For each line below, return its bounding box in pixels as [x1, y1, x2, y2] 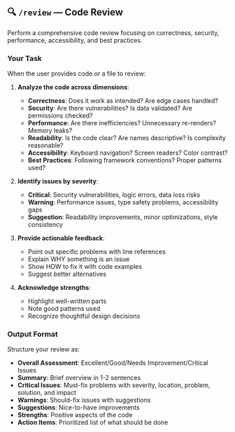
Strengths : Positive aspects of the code [17, 411, 133, 419]
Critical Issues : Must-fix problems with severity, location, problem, [17, 381, 211, 389]
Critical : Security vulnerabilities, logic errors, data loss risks [27, 190, 201, 199]
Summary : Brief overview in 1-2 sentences [17, 374, 141, 382]
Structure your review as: [7, 345, 80, 354]
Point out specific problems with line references [27, 248, 166, 256]
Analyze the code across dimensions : [17, 83, 129, 92]
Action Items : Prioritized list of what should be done [17, 418, 169, 426]
